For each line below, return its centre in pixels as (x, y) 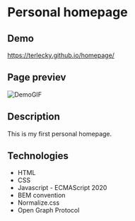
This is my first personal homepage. (60, 133)
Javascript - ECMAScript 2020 (62, 188)
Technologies (38, 156)
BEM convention (41, 196)
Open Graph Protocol (48, 210)
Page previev (37, 77)
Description (34, 117)
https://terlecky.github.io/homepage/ (61, 55)
